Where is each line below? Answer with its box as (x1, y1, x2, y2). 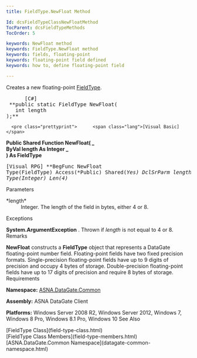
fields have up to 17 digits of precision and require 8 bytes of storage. (6, 268, 174, 276)
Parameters (6, 185, 34, 192)
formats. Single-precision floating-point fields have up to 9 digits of (6, 256, 169, 263)
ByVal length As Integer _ (6, 145, 69, 153)
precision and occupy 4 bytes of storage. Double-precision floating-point (6, 262, 184, 269)
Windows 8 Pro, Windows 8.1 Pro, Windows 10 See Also (6, 315, 141, 322)
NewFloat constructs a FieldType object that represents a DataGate (6, 244, 171, 251)
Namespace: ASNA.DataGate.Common (6, 286, 101, 293)
